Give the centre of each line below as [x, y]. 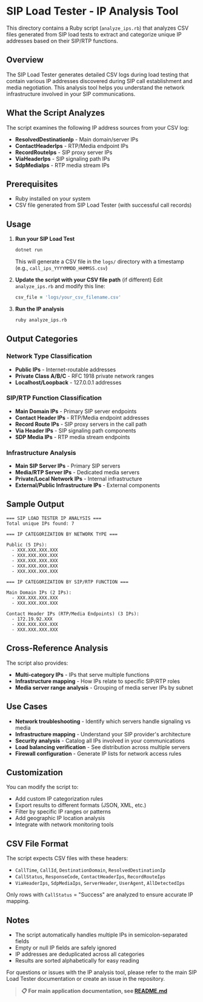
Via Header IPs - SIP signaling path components [75, 430]
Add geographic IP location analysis [60, 818]
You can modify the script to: [42, 787]
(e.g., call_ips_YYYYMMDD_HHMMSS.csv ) [61, 268]
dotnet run [29, 250]
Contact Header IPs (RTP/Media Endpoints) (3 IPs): [73, 614]
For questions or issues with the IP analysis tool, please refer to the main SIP [101, 972]
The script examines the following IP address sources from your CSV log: [98, 127]
